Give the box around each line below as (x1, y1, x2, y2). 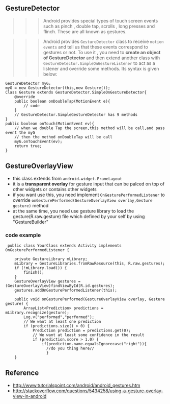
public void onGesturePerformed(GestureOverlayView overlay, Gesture (14, 296, 165, 302)
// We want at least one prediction (23, 319, 101, 324)
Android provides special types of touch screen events (43, 17, 158, 23)
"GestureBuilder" (12, 219, 49, 225)
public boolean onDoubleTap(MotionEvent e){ (14, 99, 110, 104)
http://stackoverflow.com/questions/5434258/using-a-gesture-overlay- (12, 388, 163, 394)
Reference (5, 369, 39, 377)
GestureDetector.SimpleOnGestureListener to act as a (43, 60, 155, 66)
